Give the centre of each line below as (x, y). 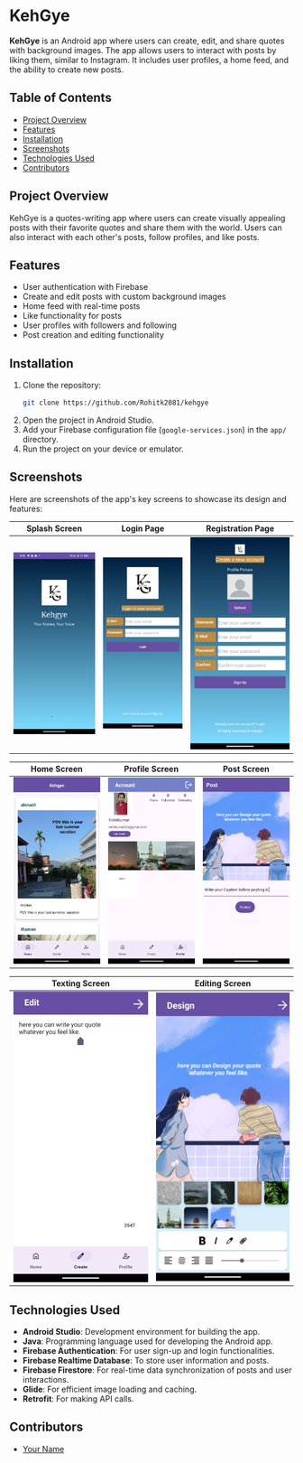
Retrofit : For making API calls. (78, 1399)
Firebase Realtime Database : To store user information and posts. (146, 1361)
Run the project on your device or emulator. (103, 449)
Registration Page (240, 528)
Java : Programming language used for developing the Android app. (147, 1341)
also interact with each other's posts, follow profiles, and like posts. (134, 237)
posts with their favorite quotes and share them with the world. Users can (146, 228)
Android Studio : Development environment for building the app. (141, 1332)
